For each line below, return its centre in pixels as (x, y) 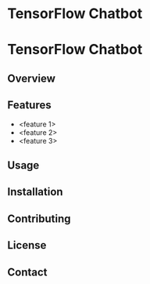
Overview (32, 78)
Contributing (39, 218)
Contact (27, 272)
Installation (35, 192)
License (27, 245)
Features (29, 106)
